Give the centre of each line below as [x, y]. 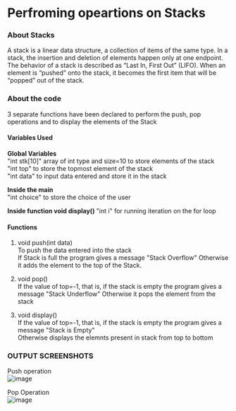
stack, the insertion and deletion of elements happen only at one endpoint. [115, 58]
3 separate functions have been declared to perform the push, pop [104, 114]
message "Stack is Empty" [56, 330]
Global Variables [32, 153]
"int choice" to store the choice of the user [69, 197]
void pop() [32, 279]
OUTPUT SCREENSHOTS [50, 356]
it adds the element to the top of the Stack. [80, 266]
